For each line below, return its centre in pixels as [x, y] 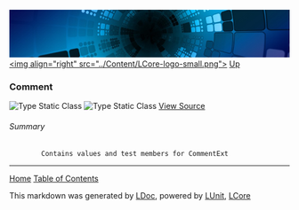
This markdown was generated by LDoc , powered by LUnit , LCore [130, 196]
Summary [27, 126]
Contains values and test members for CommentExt [135, 154]
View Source [182, 106]
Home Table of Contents [54, 179]
